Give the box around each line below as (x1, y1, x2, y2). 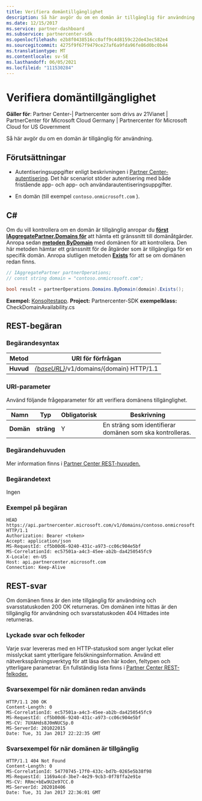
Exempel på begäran (6, 503, 67, 512)
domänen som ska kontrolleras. (102, 428, 191, 437)
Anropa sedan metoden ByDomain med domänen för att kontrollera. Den (6, 239, 188, 246)
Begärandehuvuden (6, 446, 66, 455)
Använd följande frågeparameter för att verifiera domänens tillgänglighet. (6, 396, 188, 404)
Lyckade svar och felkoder (6, 631, 85, 639)
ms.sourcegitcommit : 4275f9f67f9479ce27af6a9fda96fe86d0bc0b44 (6, 43, 168, 49)
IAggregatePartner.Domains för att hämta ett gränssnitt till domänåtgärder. (6, 232, 194, 239)
